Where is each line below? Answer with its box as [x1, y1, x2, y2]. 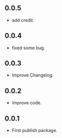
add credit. [11, 17, 34, 23]
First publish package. [11, 128, 58, 134]
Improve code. [11, 100, 42, 106]
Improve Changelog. [11, 72, 54, 78]
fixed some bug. [11, 45, 45, 51]
